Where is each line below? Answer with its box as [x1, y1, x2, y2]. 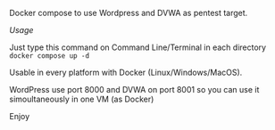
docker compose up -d [9, 52, 90, 61]
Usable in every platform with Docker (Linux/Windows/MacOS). [9, 67, 243, 77]
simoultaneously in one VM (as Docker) [9, 93, 154, 104]
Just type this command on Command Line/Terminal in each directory [9, 42, 266, 53]
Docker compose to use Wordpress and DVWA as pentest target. [9, 8, 248, 18]
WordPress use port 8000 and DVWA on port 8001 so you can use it [9, 85, 260, 94]
